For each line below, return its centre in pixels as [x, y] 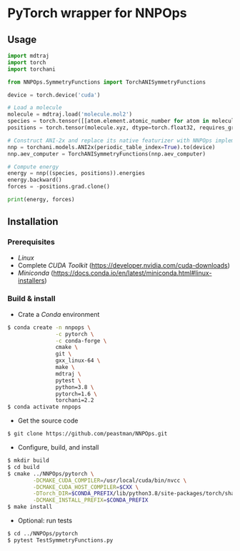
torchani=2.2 [75, 400]
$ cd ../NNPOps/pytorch [43, 534]
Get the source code [48, 421]
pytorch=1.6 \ [76, 394]
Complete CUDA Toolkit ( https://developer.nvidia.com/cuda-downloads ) [124, 265]
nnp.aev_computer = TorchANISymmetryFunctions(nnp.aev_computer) [106, 154]
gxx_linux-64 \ [78, 361]
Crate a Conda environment [59, 314]
